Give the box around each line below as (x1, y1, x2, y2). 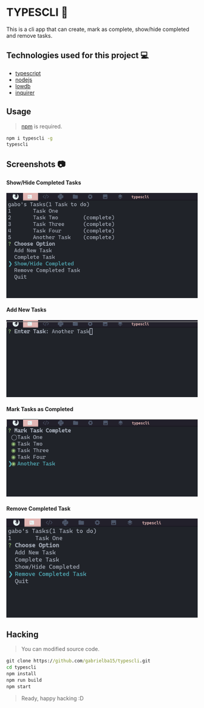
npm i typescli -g (6, 135, 53, 141)
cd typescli (6, 664, 36, 670)
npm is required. (21, 123, 63, 130)
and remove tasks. (6, 32, 53, 39)
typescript (15, 69, 41, 77)
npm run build (6, 677, 42, 683)
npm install (6, 671, 36, 677)
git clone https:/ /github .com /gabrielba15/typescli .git (6, 658, 151, 664)
